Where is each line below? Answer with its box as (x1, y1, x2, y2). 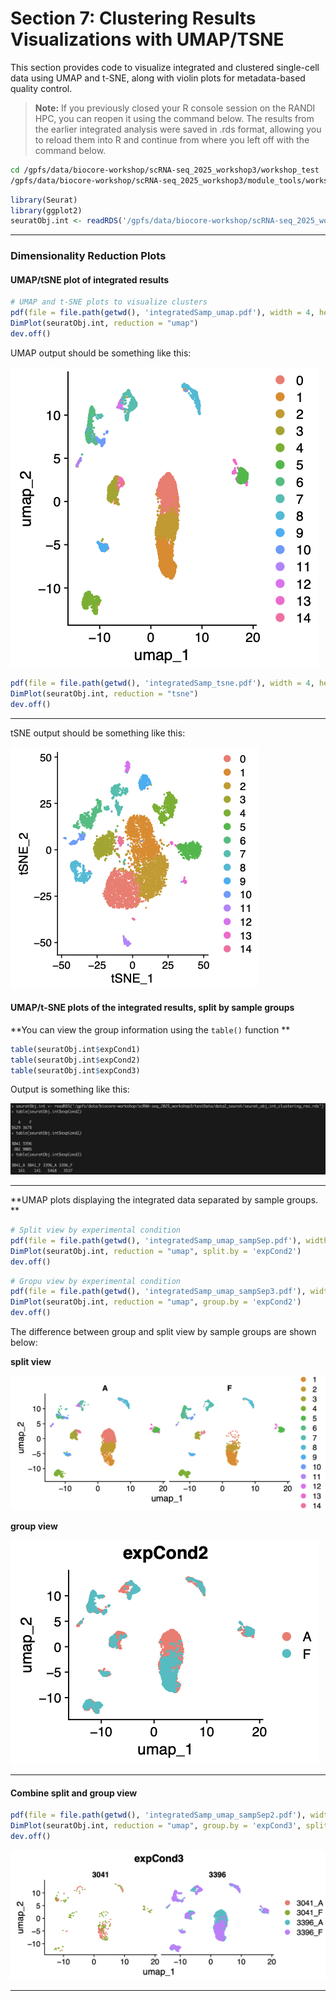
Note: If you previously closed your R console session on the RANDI (34, 102, 316, 114)
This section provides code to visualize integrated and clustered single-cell (10, 61, 320, 73)
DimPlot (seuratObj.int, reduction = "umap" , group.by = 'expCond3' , (10, 1821, 302, 1831)
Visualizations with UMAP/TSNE (10, 28, 285, 51)
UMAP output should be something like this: (10, 347, 192, 359)
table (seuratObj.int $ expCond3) (10, 1065, 141, 1076)
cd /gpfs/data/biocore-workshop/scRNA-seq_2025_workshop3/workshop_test (10, 165, 320, 175)
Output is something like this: (10, 1083, 130, 1096)
